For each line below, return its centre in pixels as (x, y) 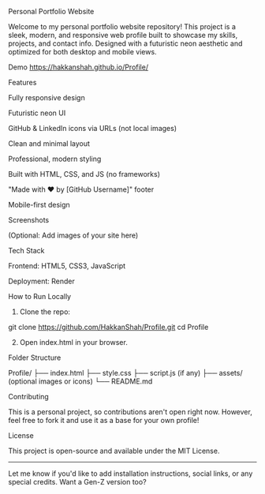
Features (22, 82)
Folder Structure (35, 357)
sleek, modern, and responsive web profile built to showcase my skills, (123, 35)
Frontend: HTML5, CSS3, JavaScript (67, 266)
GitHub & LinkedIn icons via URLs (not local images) (93, 128)
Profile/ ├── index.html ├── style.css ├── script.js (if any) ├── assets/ (125, 373)
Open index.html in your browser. (73, 342)
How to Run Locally (40, 296)
